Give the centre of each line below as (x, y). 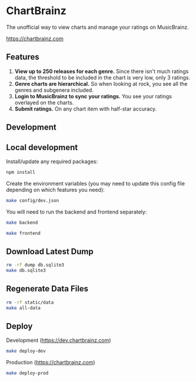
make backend (22, 222)
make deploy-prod (27, 373)
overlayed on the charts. (44, 102)
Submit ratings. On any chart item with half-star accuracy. (86, 109)
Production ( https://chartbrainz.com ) (51, 363)
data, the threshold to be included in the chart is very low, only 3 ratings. (102, 77)
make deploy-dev (26, 351)
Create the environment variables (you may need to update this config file (96, 183)
